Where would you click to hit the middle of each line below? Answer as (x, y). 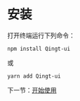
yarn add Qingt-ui (34, 76)
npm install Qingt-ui (39, 49)
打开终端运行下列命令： (41, 35)
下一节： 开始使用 (32, 90)
